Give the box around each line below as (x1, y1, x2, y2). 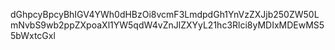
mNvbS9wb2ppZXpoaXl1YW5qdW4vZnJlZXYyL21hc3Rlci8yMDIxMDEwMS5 (10, 19, 325, 31)
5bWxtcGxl (10, 30, 56, 41)
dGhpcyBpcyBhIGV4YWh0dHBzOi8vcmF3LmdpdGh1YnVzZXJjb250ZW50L (10, 9, 320, 20)
